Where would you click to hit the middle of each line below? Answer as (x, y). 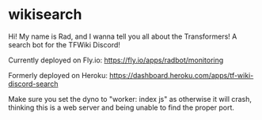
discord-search (33, 84)
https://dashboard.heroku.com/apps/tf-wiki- (182, 75)
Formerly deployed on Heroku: (58, 75)
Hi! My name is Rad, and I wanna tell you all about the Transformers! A (123, 36)
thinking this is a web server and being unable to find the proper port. (122, 107)
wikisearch (45, 15)
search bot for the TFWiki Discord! (65, 44)
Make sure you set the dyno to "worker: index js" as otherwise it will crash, (130, 99)
